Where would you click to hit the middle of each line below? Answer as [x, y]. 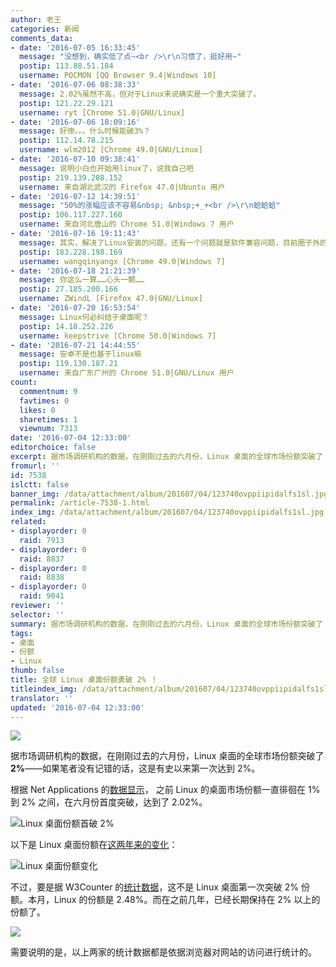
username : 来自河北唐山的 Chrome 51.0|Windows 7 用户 [127, 224]
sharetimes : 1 [48, 419]
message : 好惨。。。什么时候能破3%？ [85, 131]
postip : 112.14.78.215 [66, 141]
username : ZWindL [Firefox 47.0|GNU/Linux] [111, 299]
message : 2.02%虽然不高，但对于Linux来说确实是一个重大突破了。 [140, 94]
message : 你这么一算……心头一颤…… [82, 280]
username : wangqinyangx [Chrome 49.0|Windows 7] [122, 261]
